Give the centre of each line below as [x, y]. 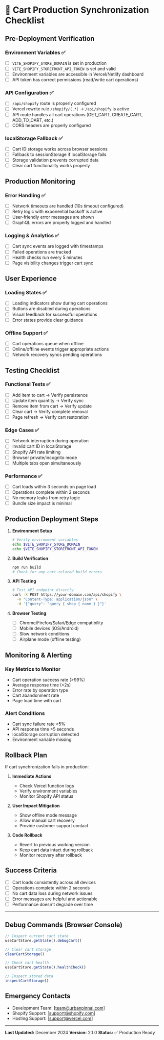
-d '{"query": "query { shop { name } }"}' [61, 604]
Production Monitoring [40, 181]
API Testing [24, 581]
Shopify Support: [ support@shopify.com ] [54, 1013]
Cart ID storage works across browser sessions [60, 149]
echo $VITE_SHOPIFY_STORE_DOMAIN [46, 544]
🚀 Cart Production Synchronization [77, 10]
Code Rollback [27, 835]
